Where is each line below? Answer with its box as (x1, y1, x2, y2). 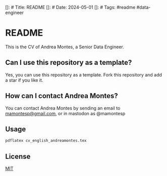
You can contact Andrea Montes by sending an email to (5, 105, 121, 111)
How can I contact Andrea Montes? (5, 92, 119, 100)
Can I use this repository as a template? (5, 58, 132, 67)
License (5, 152, 31, 160)
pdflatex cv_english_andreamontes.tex (5, 138, 87, 143)
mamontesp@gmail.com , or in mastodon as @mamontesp (5, 110, 126, 116)
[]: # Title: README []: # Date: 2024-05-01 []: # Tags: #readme (5, 5, 136, 10)
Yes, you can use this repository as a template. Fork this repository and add (5, 71, 162, 77)
